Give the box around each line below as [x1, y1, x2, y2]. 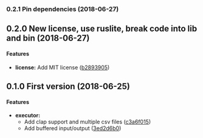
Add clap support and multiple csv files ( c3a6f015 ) [24, 118, 151, 126]
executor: [15, 112, 41, 119]
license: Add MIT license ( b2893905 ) [15, 63, 110, 71]
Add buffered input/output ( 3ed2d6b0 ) [24, 125, 122, 132]
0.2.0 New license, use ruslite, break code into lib [6, 24, 198, 34]
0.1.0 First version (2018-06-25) [6, 81, 131, 91]
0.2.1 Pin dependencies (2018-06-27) [6, 5, 119, 13]
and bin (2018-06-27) [6, 33, 90, 44]
